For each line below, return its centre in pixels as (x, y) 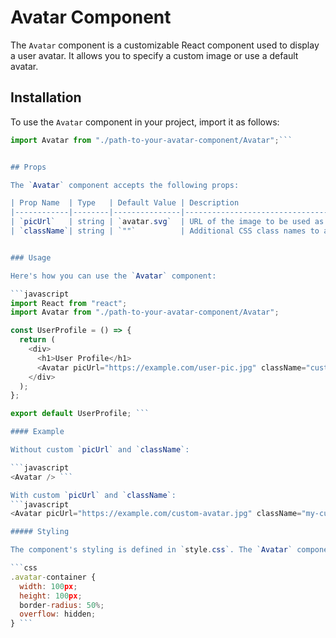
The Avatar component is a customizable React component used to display (165, 45)
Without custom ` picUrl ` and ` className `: (100, 450)
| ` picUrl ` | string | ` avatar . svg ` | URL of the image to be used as (167, 222)
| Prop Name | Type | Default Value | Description (125, 203)
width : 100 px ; (48, 586)
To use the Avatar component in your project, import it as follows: (145, 122)
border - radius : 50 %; (62, 605)
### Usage (31, 257)
